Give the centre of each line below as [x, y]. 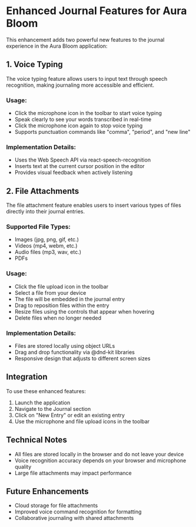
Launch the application [42, 403]
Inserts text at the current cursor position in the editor [80, 166]
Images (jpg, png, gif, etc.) [47, 239]
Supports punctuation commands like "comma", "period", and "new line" [102, 132]
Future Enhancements [48, 491]
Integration [27, 377]
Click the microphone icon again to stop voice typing [79, 126]
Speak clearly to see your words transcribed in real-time [83, 120]
